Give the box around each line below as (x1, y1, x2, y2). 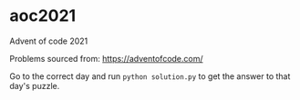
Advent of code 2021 (9, 35, 88, 46)
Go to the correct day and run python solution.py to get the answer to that (9, 70, 291, 82)
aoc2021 (9, 5, 77, 26)
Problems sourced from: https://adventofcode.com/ (9, 53, 203, 64)
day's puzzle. (9, 80, 60, 91)
